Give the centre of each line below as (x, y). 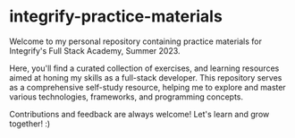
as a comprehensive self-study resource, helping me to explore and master (147, 87)
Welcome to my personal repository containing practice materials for (135, 41)
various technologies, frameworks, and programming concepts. (126, 97)
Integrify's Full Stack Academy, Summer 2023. (95, 50)
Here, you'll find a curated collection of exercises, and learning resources (144, 68)
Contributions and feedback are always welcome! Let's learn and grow (139, 114)
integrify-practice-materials (116, 17)
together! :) (30, 124)
